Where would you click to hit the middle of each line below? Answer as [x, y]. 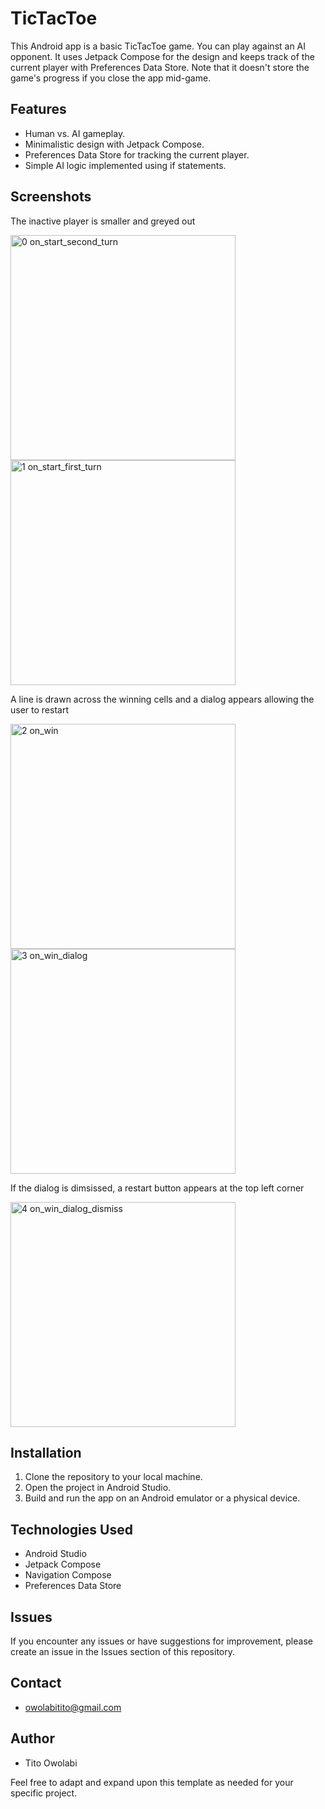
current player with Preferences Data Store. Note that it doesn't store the [160, 67]
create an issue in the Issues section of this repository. [122, 1651]
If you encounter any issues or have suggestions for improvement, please [161, 1641]
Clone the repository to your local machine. [113, 1477]
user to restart [39, 709]
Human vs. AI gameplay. [75, 133]
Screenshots [51, 197]
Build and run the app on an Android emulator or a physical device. [162, 1498]
